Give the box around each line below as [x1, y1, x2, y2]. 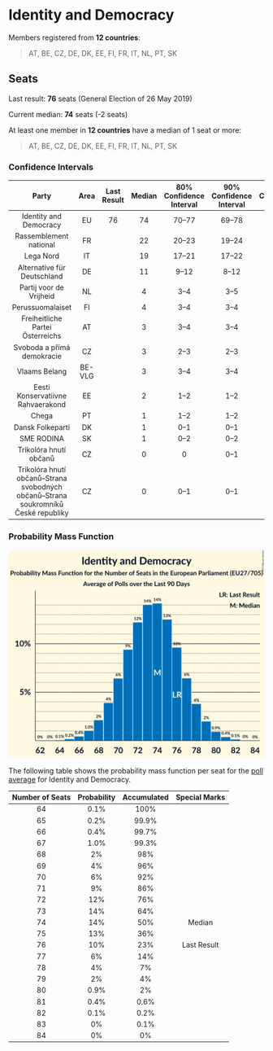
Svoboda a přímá [13, 342, 71, 352]
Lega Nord [24, 251, 59, 261]
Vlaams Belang [16, 366, 67, 376]
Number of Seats [11, 792, 71, 803]
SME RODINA [19, 433, 65, 443]
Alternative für [17, 262, 67, 272]
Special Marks [175, 792, 226, 803]
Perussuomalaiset [11, 303, 71, 313]
